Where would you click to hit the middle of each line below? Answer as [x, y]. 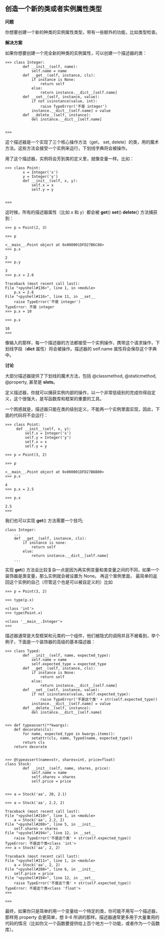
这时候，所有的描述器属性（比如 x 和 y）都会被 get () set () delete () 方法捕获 [81, 212]
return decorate [31, 747]
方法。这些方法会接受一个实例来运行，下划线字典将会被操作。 [68, 148]
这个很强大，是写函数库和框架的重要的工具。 [59, 398]
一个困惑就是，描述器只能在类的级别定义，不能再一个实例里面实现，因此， [80, 409]
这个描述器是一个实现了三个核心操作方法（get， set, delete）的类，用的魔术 [82, 142]
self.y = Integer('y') [48, 437]
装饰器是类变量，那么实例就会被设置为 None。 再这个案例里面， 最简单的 [79, 576]
